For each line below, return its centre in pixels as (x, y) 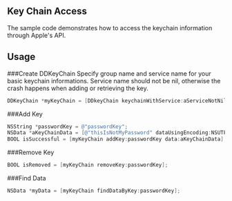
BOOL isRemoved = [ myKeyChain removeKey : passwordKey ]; (88, 165)
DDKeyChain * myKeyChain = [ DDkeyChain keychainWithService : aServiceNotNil (117, 100)
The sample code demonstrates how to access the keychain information (110, 28)
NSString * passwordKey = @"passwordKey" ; (68, 127)
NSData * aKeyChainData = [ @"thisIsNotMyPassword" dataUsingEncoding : (109, 133)
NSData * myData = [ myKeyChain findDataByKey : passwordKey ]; (94, 191)
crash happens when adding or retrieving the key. (78, 88)
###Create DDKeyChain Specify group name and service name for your (109, 73)
